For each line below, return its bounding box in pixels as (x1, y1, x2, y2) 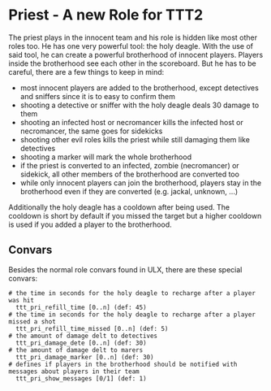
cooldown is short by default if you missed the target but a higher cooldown (8, 211, 262, 220)
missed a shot (8, 317, 57, 326)
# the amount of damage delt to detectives (8, 332, 158, 340)
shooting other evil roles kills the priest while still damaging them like (19, 134, 250, 144)
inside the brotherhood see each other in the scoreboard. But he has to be (8, 59, 257, 68)
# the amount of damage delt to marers (8, 345, 144, 354)
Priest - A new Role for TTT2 (8, 6, 204, 24)
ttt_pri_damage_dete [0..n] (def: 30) (15, 339, 148, 347)
